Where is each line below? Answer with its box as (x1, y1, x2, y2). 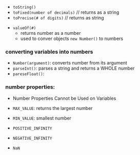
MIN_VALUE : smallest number (12, 115, 72, 121)
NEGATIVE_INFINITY (12, 136, 52, 141)
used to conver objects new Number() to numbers (20, 35, 124, 41)
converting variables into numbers (5, 48, 93, 55)
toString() (12, 5, 36, 10)
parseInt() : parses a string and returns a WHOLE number (12, 65, 135, 72)
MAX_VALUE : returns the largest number (12, 105, 93, 111)
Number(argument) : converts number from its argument (12, 60, 127, 66)
